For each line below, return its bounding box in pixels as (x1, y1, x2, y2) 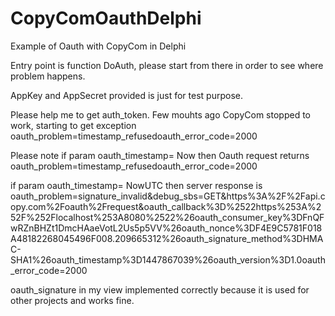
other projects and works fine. (10, 294, 135, 306)
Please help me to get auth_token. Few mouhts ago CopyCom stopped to (10, 108, 311, 121)
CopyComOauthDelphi (10, 7, 202, 30)
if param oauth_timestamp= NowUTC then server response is (10, 179, 263, 191)
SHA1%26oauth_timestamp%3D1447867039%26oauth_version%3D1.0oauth (10, 253, 326, 266)
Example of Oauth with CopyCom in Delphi (10, 40, 187, 52)
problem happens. (10, 70, 86, 82)
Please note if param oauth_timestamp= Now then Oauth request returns (10, 149, 310, 161)
